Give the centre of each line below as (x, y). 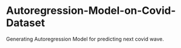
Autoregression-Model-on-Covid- (91, 11)
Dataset (25, 23)
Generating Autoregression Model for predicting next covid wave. (85, 39)
